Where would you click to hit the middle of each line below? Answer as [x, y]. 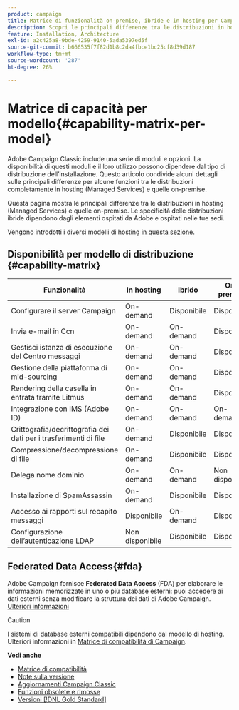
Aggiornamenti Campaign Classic [67, 684]
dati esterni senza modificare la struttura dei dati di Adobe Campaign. [109, 599]
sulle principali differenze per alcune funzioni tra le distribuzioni [101, 181]
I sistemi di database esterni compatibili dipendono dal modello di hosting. [116, 634]
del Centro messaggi [46, 356]
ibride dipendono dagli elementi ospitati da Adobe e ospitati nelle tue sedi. [116, 218]
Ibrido [188, 290]
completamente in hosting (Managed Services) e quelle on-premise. [107, 189]
